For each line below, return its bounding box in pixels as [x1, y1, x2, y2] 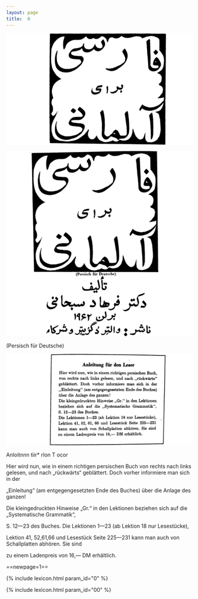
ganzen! [6, 493, 26, 500]
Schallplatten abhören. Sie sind [6, 540, 82, 547]
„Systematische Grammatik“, [6, 511, 76, 518]
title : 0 [6, 15, 31, 22]
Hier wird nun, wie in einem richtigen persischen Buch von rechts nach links [6, 462, 191, 470]
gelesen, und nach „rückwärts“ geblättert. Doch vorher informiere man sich [6, 469, 190, 476]
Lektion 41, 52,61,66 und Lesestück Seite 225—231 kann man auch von [6, 534, 180, 541]
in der [6, 475, 21, 482]
